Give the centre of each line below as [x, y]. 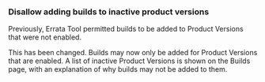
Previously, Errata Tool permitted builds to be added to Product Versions [126, 29]
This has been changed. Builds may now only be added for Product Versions [133, 53]
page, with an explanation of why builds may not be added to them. [118, 69]
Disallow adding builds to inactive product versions [109, 12]
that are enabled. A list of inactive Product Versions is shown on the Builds [129, 61]
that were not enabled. [45, 37]
